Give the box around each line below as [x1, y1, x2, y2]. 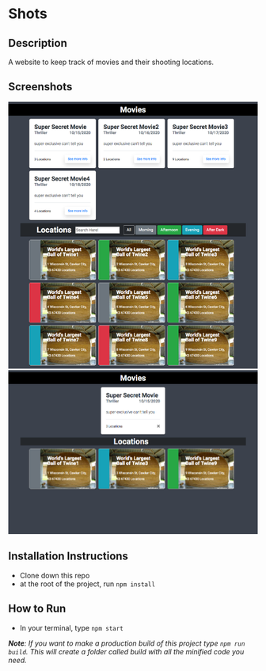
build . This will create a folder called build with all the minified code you [8, 646, 245, 656]
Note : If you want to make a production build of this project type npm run [8, 639, 245, 648]
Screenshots [8, 80, 73, 93]
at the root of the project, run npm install [19, 579, 156, 589]
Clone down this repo [19, 570, 90, 580]
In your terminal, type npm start [19, 623, 124, 632]
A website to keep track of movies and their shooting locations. [8, 57, 215, 67]
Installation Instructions [8, 550, 129, 563]
